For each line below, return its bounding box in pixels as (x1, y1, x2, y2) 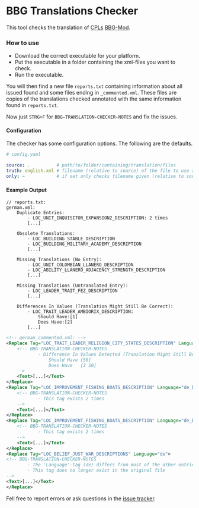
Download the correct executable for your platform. (14, 52, 140, 59)
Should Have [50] (48, 357, 92, 363)
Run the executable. (14, 71, 64, 79)
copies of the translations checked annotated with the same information (6, 95, 182, 102)
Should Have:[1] (37, 314, 78, 320)
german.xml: (6, 205, 36, 211)
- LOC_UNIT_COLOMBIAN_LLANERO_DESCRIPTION (27, 262, 134, 268)
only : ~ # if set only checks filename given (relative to (6, 174, 184, 180)
